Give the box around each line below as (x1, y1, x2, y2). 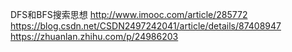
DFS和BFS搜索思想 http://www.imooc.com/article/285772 (10, 9, 248, 20)
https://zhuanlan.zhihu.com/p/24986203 (10, 31, 179, 42)
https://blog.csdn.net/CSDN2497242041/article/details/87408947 (10, 20, 282, 32)
